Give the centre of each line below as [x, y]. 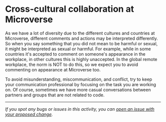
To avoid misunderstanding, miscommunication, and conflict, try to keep [79, 79]
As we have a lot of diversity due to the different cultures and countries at [80, 33]
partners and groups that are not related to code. [55, 95]
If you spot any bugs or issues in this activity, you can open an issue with [80, 109]
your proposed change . [29, 114]
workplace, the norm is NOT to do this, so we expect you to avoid [72, 64]
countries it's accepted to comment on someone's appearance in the [75, 54]
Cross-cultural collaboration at [70, 9]
